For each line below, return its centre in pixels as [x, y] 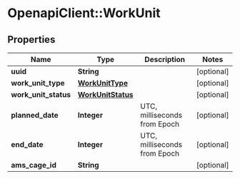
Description [165, 60]
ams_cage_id [34, 165]
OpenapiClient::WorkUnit [84, 13]
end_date [27, 144]
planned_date [35, 115]
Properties [31, 40]
